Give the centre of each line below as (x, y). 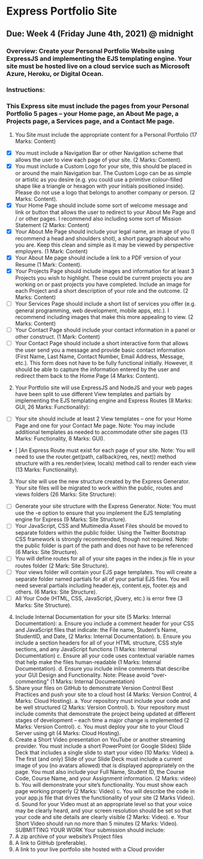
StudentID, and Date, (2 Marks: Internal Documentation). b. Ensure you (103, 636)
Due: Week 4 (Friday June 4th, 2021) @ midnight (100, 34)
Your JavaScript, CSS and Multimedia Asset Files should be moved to (101, 526)
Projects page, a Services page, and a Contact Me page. (90, 121)
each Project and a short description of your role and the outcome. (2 (102, 291)
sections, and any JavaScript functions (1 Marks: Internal (86, 649)
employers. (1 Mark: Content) (51, 251)
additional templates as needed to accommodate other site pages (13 (101, 432)
